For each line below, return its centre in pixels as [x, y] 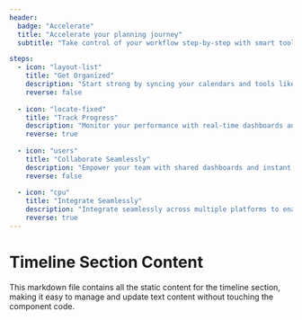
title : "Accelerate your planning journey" [100, 34]
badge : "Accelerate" [56, 26]
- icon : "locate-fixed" [62, 109]
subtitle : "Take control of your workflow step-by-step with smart [147, 43]
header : [24, 18]
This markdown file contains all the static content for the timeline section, [145, 287]
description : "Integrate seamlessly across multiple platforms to [152, 209]
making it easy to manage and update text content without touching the [142, 297]
